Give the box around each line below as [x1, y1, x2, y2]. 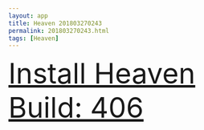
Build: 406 [8, 90, 145, 125]
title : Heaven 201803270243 [8, 19, 103, 27]
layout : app [8, 11, 48, 20]
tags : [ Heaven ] [8, 34, 59, 43]
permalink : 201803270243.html [8, 26, 110, 35]
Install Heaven [8, 56, 196, 91]
